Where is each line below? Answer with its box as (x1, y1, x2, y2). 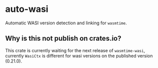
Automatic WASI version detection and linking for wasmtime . (5, 20, 127, 26)
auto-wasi (5, 3, 49, 15)
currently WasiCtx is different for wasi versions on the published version (5, 53, 153, 59)
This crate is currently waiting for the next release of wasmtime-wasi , (5, 47, 145, 53)
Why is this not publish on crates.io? (5, 34, 121, 43)
